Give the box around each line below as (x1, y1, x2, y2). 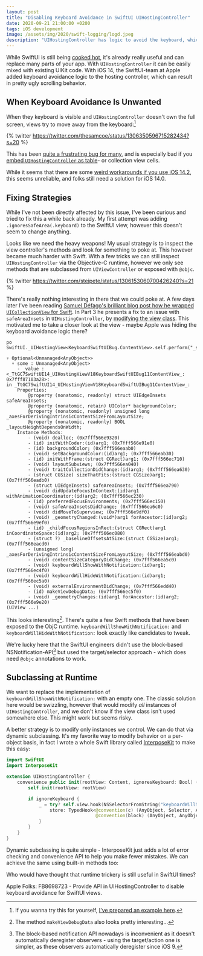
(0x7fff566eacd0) (6, 541, 50, 547)
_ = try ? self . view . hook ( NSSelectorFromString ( (38, 801, 161, 807)
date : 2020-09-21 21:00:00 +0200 (6, 20, 91, 26)
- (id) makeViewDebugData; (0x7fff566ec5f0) (28, 589, 142, 595)
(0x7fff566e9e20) (6, 600, 50, 606)
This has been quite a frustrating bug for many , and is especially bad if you (6, 150, 193, 158)
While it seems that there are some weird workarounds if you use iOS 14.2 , (6, 169, 192, 176)
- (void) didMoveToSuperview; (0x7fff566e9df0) (28, 509, 150, 515)
